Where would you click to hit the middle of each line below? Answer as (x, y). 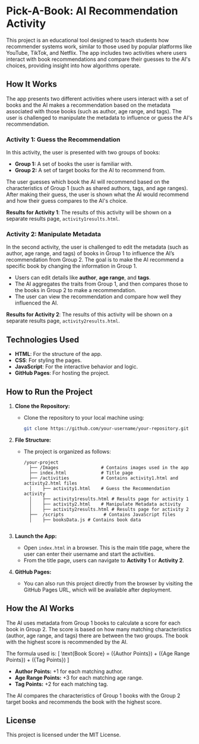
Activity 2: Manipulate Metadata (54, 234)
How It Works (32, 84)
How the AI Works (40, 608)
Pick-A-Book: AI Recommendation (92, 11)
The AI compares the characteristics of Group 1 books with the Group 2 (93, 695)
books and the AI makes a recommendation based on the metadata (88, 105)
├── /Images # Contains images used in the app (109, 467)
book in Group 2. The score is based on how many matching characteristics (99, 629)
